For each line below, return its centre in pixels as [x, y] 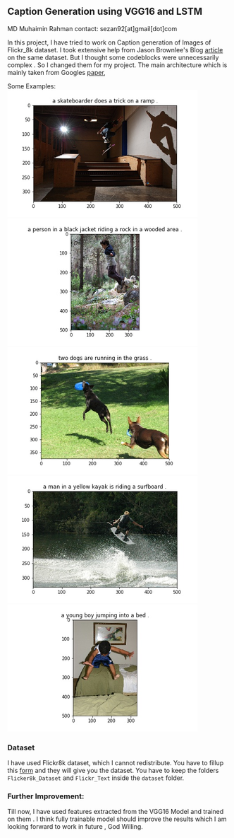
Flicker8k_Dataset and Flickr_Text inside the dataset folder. [96, 778]
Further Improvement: [46, 796]
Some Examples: [32, 86]
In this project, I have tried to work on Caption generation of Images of [109, 42]
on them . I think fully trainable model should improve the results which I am [117, 819]
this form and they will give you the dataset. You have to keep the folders [113, 771]
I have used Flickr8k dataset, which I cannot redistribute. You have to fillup [116, 763]
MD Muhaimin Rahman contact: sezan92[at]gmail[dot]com [92, 28]
